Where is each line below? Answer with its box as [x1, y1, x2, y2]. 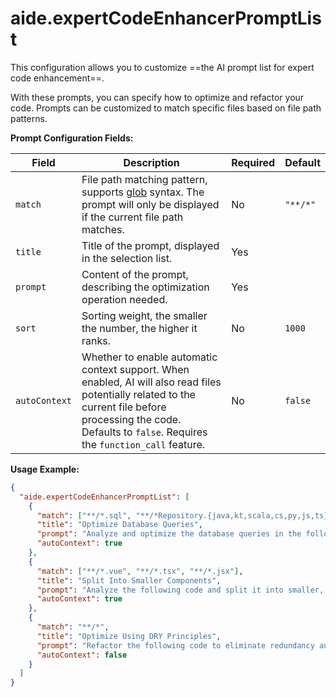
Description [123, 155, 180, 169]
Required [231, 155, 276, 169]
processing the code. [81, 412, 182, 426]
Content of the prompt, [81, 267, 189, 281]
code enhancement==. [10, 72, 105, 84]
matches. [81, 222, 125, 236]
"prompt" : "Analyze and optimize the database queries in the [36, 529, 302, 539]
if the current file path [81, 210, 184, 224]
